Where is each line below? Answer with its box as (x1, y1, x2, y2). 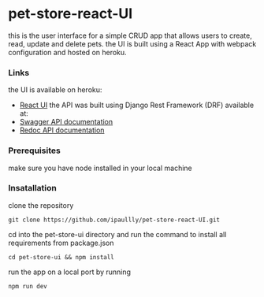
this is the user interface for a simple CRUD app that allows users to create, (8, 31, 252, 40)
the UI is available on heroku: (8, 85, 102, 95)
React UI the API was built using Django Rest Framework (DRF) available (19, 100, 255, 110)
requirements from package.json (8, 238, 114, 247)
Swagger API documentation (19, 117, 113, 127)
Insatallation (8, 183, 58, 194)
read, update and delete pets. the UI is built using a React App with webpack (8, 39, 257, 48)
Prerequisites (8, 145, 61, 156)
